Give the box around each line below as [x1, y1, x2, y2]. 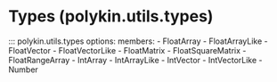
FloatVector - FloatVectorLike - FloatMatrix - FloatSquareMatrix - [8, 45, 247, 55]
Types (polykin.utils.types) [8, 6, 214, 27]
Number [8, 64, 39, 75]
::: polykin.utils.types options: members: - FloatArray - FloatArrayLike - [8, 36, 268, 46]
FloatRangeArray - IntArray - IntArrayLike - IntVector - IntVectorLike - [8, 54, 264, 65]
